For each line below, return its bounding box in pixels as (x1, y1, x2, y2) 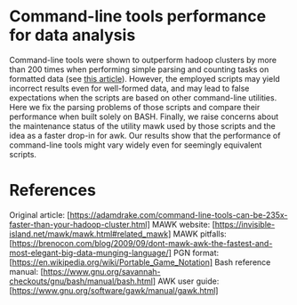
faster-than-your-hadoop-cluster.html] (9, 219, 151, 229)
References (9, 181, 96, 201)
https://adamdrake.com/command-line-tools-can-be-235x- (69, 209, 288, 220)
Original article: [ (9, 209, 70, 220)
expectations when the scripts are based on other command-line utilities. (9, 92, 277, 103)
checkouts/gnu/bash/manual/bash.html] (9, 276, 157, 286)
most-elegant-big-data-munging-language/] (9, 247, 172, 258)
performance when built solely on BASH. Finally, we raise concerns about (9, 111, 278, 122)
